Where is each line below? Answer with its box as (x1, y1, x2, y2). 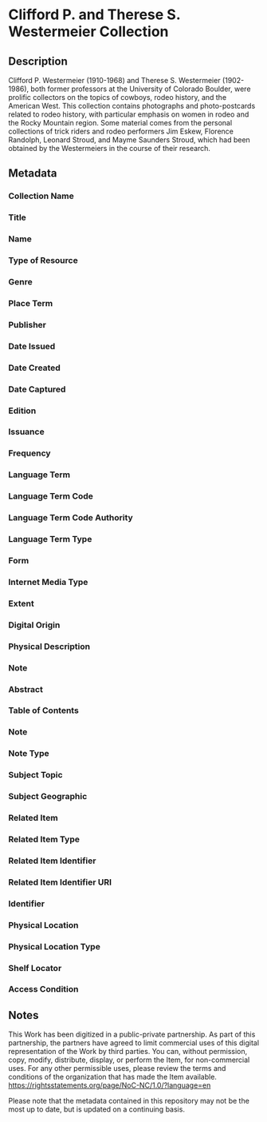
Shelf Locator (8, 962, 62, 973)
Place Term (8, 297, 53, 308)
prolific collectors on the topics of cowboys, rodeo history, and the (8, 93, 227, 101)
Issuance (8, 426, 45, 437)
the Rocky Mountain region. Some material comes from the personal (8, 118, 233, 127)
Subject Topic (8, 770, 63, 781)
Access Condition (8, 984, 79, 995)
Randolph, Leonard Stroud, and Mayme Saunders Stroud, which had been (8, 135, 251, 145)
